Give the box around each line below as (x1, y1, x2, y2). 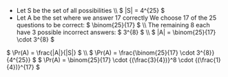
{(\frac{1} (194, 56, 221, 64)
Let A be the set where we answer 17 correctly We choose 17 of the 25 (16, 14, 217, 22)
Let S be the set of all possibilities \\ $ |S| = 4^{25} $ (16, 7, 165, 14)
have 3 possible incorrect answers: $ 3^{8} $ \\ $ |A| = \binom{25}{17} (16, 28, 216, 36)
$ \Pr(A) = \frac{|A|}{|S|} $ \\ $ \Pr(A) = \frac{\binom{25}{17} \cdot (6, 48, 196, 57)
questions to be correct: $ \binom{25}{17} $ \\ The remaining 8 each (16, 21, 211, 29)
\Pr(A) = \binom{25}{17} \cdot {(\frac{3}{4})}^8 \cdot (43, 56, 194, 64)
